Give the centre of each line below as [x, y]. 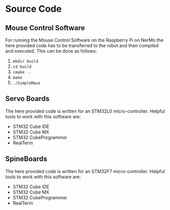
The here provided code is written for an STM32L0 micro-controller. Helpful [85, 111]
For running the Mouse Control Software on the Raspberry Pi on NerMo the [84, 40]
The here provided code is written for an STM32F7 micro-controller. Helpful [85, 171]
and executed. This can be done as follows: [51, 51]
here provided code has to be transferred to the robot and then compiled [82, 46]
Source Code [34, 9]
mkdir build [25, 61]
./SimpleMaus [27, 83]
